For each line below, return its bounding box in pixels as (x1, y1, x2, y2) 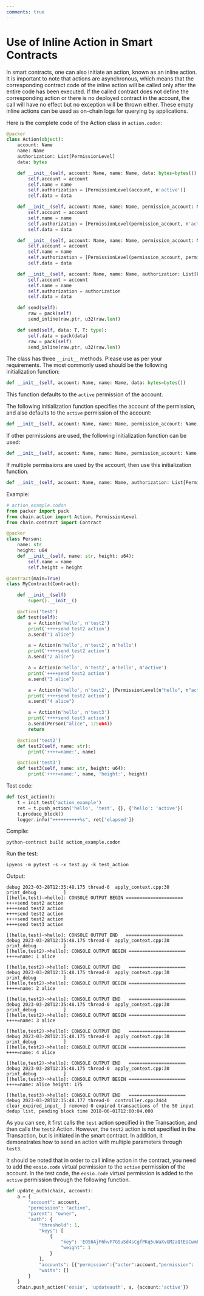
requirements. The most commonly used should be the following (6, 361, 168, 369)
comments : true (6, 9, 45, 15)
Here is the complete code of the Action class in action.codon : (6, 119, 162, 126)
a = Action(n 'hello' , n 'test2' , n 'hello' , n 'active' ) (28, 665, 167, 671)
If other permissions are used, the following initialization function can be (6, 432, 187, 440)
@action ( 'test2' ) (17, 737, 61, 744)
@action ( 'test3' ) (17, 760, 61, 766)
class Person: (6, 536, 42, 543)
